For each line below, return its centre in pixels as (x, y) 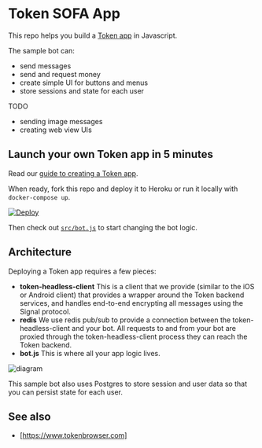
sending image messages (61, 121)
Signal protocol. (45, 311)
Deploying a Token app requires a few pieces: (82, 271)
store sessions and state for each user (81, 90)
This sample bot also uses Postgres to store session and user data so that (128, 384)
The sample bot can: (41, 50)
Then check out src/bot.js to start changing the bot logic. (103, 227)
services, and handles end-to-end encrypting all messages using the (131, 303)
